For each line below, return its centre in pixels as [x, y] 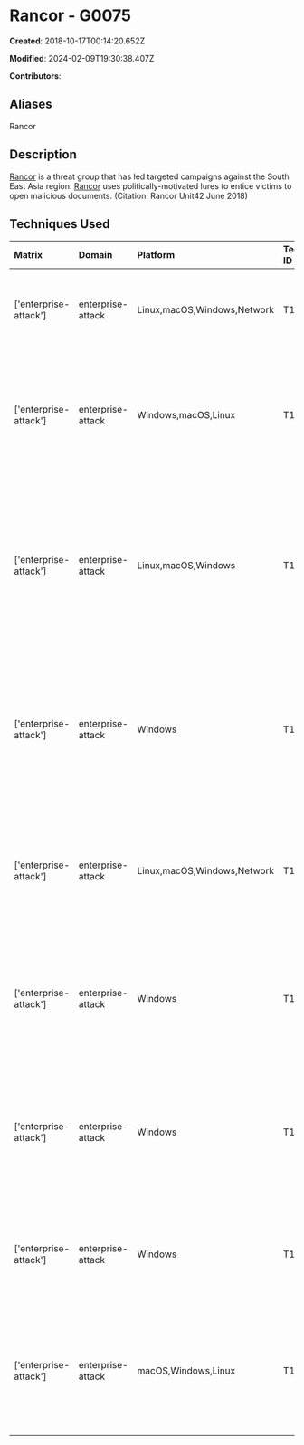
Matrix [28, 255]
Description [43, 155]
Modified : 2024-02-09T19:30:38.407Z [82, 58]
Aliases [31, 105]
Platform [156, 255]
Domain [95, 255]
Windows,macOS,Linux [186, 415]
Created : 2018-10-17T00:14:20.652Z [77, 41]
